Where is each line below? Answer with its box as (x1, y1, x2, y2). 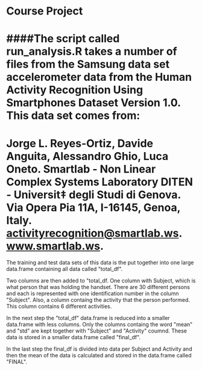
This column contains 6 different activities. (6, 303, 112, 310)
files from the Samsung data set (6, 57, 170, 71)
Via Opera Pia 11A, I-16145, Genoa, (6, 200, 181, 214)
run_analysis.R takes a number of (6, 45, 177, 59)
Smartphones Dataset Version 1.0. (6, 96, 181, 110)
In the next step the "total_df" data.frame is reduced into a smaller (6, 314, 170, 322)
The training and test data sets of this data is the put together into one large (6, 259, 194, 266)
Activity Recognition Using (6, 83, 144, 97)
